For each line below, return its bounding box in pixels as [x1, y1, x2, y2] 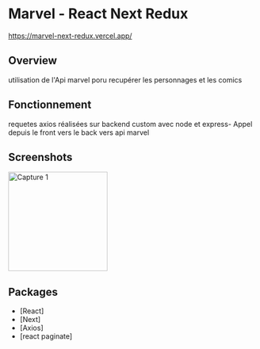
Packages [8, 285, 58, 298]
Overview [8, 54, 58, 67]
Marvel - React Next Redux [8, 5, 189, 23]
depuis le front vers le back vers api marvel [8, 128, 150, 137]
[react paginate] [19, 332, 73, 341]
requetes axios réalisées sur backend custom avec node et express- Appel [8, 119, 253, 128]
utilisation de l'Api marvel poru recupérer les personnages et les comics [8, 75, 243, 84]
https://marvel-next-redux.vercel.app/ [8, 31, 132, 40]
